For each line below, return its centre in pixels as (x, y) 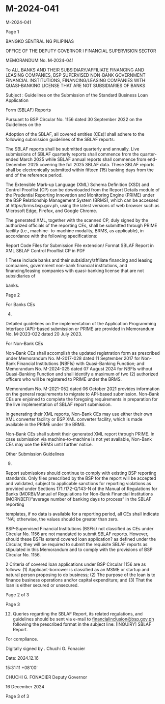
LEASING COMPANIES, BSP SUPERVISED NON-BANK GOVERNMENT (76, 75)
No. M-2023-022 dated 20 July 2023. (44, 334)
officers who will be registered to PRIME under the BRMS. (64, 379)
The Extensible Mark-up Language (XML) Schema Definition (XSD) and (77, 184)
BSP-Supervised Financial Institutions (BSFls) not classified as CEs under (80, 528)
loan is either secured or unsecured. (42, 585)
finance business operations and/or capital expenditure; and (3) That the (79, 580)
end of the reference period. (34, 175)
